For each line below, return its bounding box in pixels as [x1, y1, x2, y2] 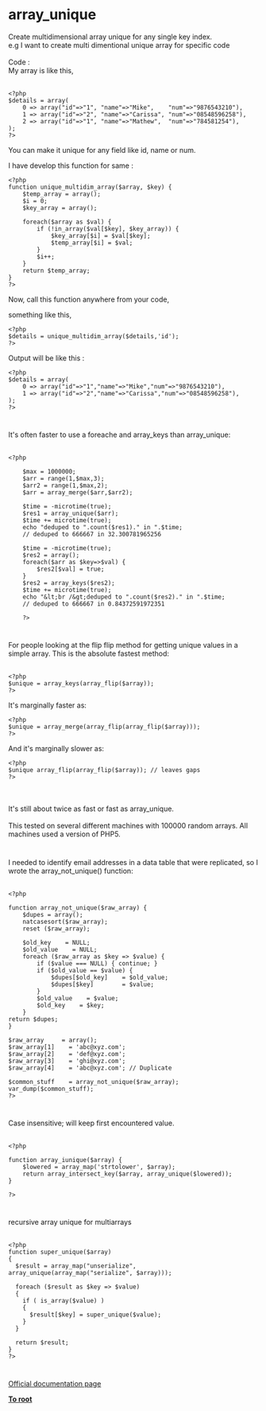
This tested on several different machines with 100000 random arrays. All [8, 821, 249, 831]
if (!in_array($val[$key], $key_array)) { [37, 224, 179, 232]
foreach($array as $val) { [22, 217, 112, 226]
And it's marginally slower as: [8, 744, 105, 754]
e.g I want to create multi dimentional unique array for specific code [8, 40, 230, 49]
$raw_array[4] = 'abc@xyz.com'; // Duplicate [8, 1064, 172, 1072]
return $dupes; [8, 1015, 59, 1023]
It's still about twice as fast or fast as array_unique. [8, 804, 175, 813]
